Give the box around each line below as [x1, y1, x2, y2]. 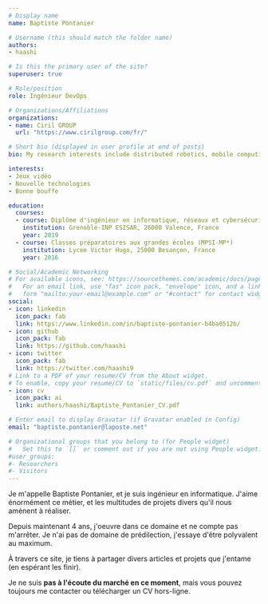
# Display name [8, 11, 59, 20]
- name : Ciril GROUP [8, 121, 77, 129]
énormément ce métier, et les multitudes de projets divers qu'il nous [8, 498, 232, 507]
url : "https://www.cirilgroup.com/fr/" [15, 128, 148, 136]
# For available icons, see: [8, 275, 105, 283]
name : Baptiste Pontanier [8, 19, 94, 27]
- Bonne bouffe [8, 187, 59, 195]
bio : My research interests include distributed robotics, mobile [8, 151, 234, 159]
